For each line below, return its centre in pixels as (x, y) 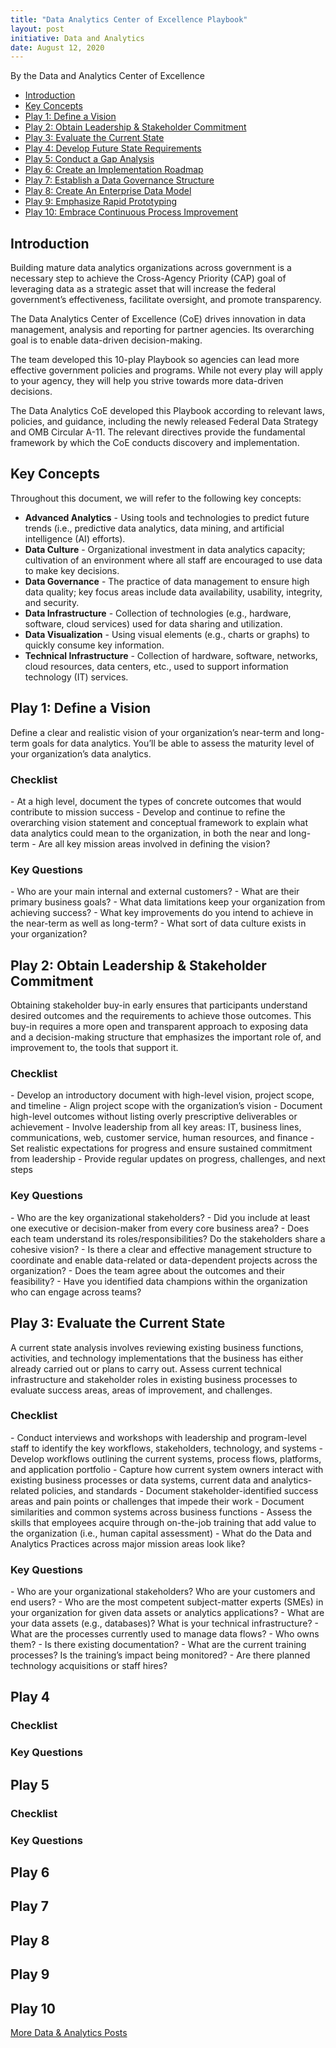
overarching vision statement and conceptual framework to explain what (159, 822)
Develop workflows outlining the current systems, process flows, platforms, (166, 1458)
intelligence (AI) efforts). (75, 538)
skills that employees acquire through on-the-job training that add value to (163, 1522)
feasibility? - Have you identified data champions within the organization (159, 1281)
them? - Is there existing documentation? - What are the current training (158, 1645)
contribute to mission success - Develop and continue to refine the (148, 812)
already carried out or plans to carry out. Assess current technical (146, 1368)
